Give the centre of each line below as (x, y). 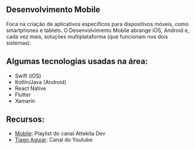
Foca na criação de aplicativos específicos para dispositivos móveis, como (97, 24)
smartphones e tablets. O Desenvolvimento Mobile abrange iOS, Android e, (98, 30)
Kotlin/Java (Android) (41, 82)
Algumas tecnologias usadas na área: (77, 61)
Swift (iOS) (28, 76)
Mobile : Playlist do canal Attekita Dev (60, 134)
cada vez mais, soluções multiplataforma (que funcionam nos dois (87, 36)
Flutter (23, 95)
